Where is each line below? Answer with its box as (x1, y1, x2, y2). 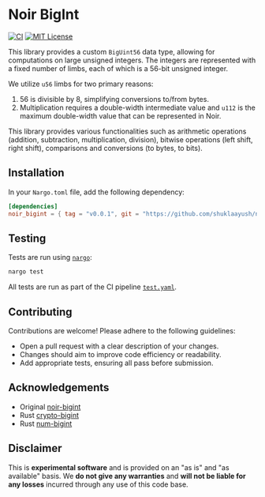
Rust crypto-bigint (19, 410, 79, 420)
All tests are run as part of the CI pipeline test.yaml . (8, 282, 177, 292)
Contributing (8, 305, 73, 318)
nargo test (8, 268, 44, 276)
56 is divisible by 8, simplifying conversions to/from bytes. (19, 94, 209, 104)
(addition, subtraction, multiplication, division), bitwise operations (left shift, (8, 134, 254, 144)
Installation (8, 166, 65, 179)
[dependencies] (8, 202, 58, 210)
